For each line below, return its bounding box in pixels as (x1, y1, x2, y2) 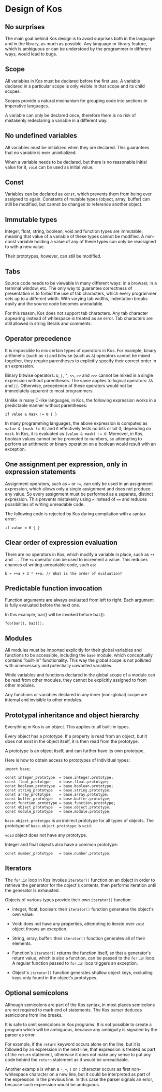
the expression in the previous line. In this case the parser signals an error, (5, 1076, 153, 1082)
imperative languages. (5, 103, 49, 109)
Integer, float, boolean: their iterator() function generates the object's (12, 906, 154, 912)
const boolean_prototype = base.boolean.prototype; (5, 783, 114, 789)
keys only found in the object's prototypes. (12, 974, 98, 980)
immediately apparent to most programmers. (5, 387, 94, 394)
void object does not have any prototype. (5, 832, 87, 838)
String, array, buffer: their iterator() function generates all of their (12, 935, 146, 941)
